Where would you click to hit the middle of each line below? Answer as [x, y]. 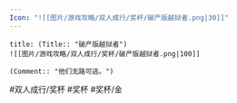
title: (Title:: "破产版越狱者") [69, 44]
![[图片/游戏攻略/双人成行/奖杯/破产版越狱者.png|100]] [105, 54]
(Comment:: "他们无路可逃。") [62, 71]
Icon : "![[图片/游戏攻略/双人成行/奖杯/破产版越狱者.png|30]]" [119, 18]
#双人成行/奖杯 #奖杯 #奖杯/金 [66, 89]
